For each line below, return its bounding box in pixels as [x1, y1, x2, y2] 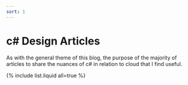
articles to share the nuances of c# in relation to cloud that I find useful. [6, 60, 183, 67]
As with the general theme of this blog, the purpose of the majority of [6, 54, 177, 61]
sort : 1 [6, 8, 26, 15]
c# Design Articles [6, 34, 101, 48]
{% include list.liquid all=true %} [6, 72, 86, 79]
